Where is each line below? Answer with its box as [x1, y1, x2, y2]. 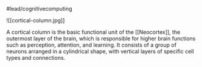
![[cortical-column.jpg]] [6, 17, 65, 24]
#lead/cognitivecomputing [6, 5, 72, 12]
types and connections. [6, 54, 66, 61]
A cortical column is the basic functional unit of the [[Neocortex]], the [6, 28, 181, 36]
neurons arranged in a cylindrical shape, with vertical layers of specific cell [6, 48, 194, 55]
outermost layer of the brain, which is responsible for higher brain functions [6, 35, 196, 42]
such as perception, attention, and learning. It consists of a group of [6, 42, 177, 48]
